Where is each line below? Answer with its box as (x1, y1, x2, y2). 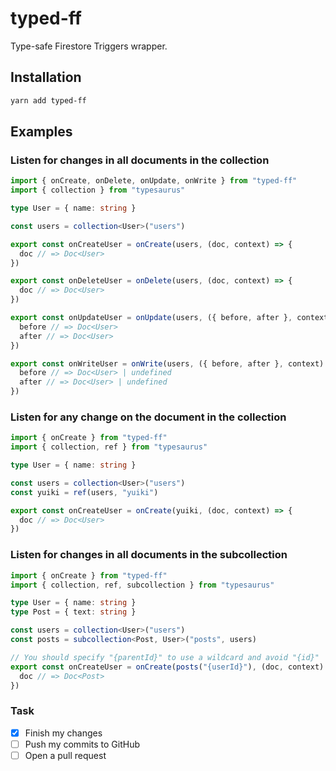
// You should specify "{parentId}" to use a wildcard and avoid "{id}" (10, 652, 320, 662)
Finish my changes (24, 727, 103, 739)
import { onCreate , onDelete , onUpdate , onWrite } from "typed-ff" (10, 176, 298, 186)
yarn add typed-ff (10, 95, 87, 106)
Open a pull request (24, 749, 107, 761)
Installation (10, 69, 82, 86)
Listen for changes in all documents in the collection (10, 153, 270, 167)
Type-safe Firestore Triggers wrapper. (10, 40, 168, 52)
